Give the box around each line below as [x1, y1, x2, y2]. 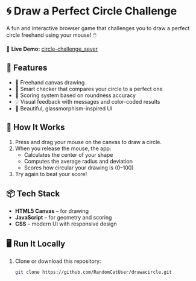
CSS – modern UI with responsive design [14, 220, 117, 227]
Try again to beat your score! [14, 170, 87, 177]
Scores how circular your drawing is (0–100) [24, 164, 134, 171]
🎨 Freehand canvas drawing [14, 78, 85, 86]
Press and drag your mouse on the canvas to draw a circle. [14, 138, 162, 145]
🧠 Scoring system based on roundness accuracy [14, 92, 136, 99]
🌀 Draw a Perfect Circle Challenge [6, 4, 177, 18]
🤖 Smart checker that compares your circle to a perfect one [14, 85, 163, 92]
